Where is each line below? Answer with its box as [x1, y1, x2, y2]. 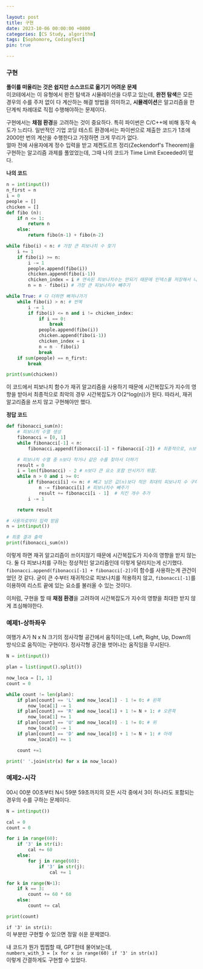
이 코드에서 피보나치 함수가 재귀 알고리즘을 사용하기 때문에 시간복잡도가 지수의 [6, 383, 190, 390]
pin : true [6, 42, 31, 48]
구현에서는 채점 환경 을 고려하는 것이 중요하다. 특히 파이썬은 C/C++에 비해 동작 [6, 119, 190, 126]
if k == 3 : [17, 886, 45, 892]
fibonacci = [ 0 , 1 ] [17, 434, 66, 441]
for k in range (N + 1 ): [6, 880, 61, 886]
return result [17, 507, 53, 513]
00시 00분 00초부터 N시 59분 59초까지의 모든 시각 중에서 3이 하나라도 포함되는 [6, 788, 195, 796]
